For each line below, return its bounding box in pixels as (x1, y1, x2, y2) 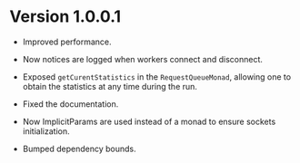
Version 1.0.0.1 (9, 6, 121, 27)
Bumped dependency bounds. (22, 143, 136, 154)
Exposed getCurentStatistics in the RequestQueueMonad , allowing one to (22, 71, 292, 82)
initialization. (22, 125, 70, 137)
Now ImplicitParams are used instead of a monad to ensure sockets (22, 116, 276, 127)
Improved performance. (22, 36, 112, 47)
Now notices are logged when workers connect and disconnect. (22, 53, 264, 64)
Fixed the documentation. (22, 98, 119, 110)
